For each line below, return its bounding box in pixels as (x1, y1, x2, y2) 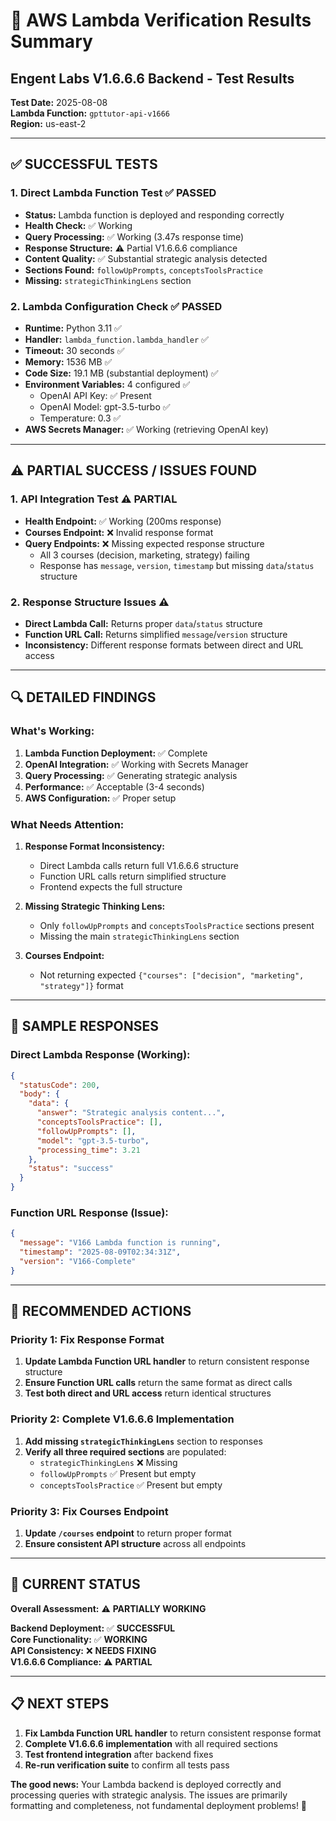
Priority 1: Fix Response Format (10, 1333, 165, 1346)
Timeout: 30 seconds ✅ (24, 344, 125, 356)
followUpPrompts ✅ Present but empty (39, 1467, 197, 1479)
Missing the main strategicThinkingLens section (39, 930, 240, 942)
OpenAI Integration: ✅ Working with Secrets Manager (24, 758, 249, 770)
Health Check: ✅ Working (24, 219, 133, 231)
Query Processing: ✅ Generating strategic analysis (24, 769, 238, 781)
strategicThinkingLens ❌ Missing (39, 1456, 178, 1468)
